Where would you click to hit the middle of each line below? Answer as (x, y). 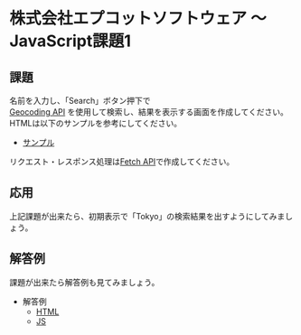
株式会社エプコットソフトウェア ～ (138, 19)
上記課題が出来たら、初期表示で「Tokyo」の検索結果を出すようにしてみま (147, 216)
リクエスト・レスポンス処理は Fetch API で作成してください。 (122, 162)
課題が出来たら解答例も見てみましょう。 (85, 282)
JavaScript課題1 (70, 41)
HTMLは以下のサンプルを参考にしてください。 (96, 123)
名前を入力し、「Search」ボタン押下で (80, 101)
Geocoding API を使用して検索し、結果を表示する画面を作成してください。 (149, 112)
